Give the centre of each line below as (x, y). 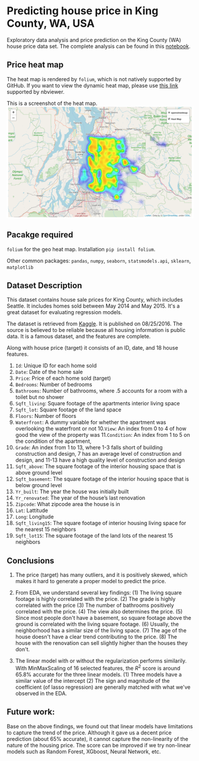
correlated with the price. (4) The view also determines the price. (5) (99, 612)
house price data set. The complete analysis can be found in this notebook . (99, 46)
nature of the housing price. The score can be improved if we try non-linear (99, 745)
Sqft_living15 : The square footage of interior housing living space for (101, 523)
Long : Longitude (34, 517)
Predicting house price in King (83, 11)
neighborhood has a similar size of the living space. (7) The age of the (101, 631)
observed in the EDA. (41, 693)
